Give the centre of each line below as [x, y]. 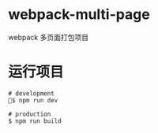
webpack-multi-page [79, 15]
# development [32, 93]
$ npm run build [35, 121]
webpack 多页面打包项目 [49, 37]
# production [30, 114]
